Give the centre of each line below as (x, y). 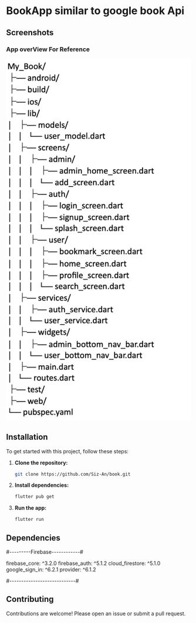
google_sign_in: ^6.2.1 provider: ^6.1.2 (51, 569)
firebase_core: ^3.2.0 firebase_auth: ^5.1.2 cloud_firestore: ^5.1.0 (83, 563)
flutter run (29, 520)
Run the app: (31, 508)
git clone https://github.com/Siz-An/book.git (72, 474)
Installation (27, 437)
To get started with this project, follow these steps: (67, 451)
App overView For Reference (48, 49)
